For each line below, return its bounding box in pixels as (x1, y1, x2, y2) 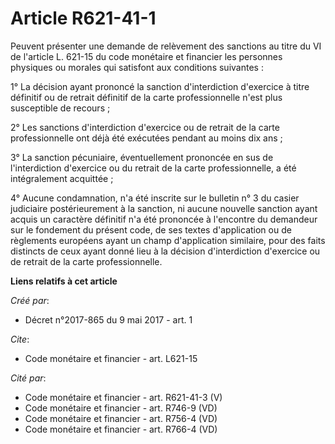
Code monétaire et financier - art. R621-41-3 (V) (24, 391, 223, 403)
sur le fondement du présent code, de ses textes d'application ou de (10, 223, 292, 236)
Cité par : (10, 372, 47, 384)
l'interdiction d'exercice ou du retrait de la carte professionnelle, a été (10, 162, 297, 174)
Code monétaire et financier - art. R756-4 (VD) (24, 412, 218, 424)
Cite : (10, 333, 30, 345)
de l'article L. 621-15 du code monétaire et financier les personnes (10, 50, 283, 62)
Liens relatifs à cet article (10, 275, 118, 287)
